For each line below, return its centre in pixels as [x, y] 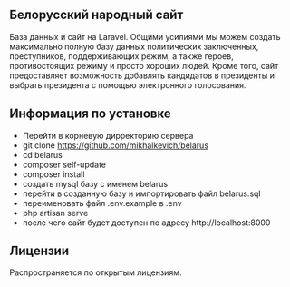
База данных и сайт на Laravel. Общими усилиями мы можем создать [145, 36]
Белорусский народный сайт [97, 15]
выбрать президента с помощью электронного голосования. [128, 84]
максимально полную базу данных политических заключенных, [134, 46]
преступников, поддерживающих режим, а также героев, [121, 56]
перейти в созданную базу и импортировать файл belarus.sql [141, 193]
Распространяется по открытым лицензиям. [96, 272]
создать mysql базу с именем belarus [95, 183]
